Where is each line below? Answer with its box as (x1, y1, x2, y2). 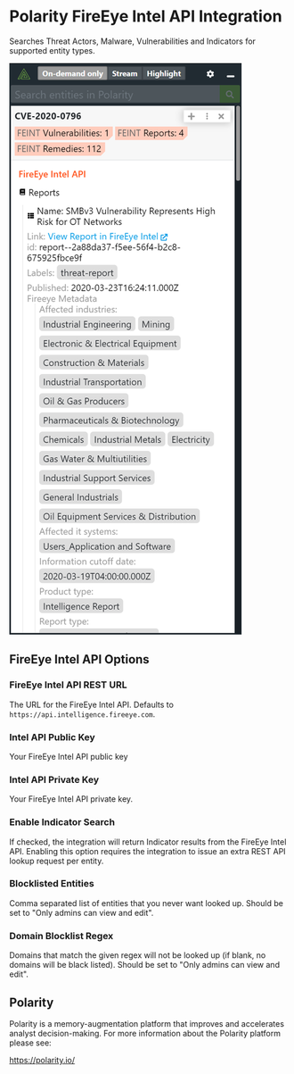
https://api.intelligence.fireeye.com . (9, 708, 156, 720)
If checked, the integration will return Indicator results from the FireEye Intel (9, 837, 287, 847)
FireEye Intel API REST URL (9, 679, 127, 691)
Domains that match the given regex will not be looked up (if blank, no (9, 950, 266, 961)
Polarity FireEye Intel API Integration (9, 6, 282, 27)
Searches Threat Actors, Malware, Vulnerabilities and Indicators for (9, 36, 257, 46)
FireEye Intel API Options (9, 652, 150, 667)
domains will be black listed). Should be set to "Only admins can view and (9, 960, 281, 970)
